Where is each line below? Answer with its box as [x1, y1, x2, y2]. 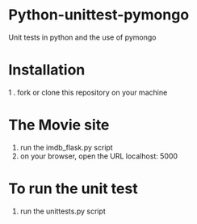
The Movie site [8, 116, 110, 134]
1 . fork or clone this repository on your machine [8, 87, 168, 97]
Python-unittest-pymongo [8, 6, 190, 24]
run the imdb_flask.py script [19, 142, 113, 152]
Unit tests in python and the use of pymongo [8, 32, 157, 42]
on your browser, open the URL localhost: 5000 [19, 151, 178, 161]
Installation [8, 61, 86, 79]
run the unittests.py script [19, 206, 107, 216]
